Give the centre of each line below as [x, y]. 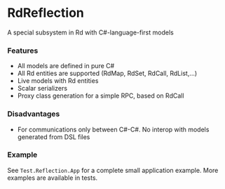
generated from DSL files [54, 137]
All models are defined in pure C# [66, 66]
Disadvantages [34, 114]
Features [23, 51]
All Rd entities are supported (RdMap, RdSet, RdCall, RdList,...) [107, 73]
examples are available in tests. [53, 178]
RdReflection [46, 13]
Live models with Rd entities [58, 81]
